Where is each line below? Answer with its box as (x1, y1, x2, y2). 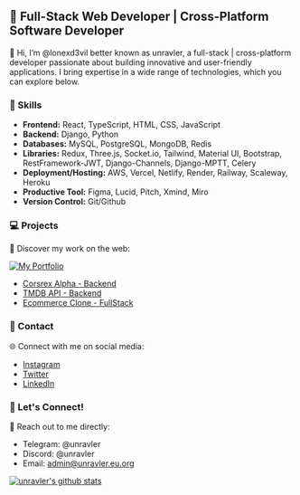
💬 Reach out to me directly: (9, 422, 110, 432)
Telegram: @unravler (22, 439, 101, 449)
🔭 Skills (9, 99, 42, 111)
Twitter (22, 368, 50, 379)
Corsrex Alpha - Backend (22, 278, 117, 290)
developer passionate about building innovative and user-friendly (9, 56, 253, 68)
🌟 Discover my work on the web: (9, 243, 131, 254)
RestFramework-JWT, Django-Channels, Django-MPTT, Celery (22, 157, 257, 168)
